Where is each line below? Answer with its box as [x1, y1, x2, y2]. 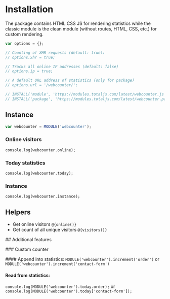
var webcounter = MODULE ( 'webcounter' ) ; [5, 124, 92, 129]
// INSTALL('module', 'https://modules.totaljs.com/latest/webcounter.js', [5, 92, 168, 97]
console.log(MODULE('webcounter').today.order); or [5, 283, 115, 290]
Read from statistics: [5, 272, 50, 278]
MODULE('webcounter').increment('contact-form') [5, 261, 110, 267]
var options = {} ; [5, 41, 44, 46]
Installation [5, 4, 54, 15]
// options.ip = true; [5, 69, 53, 74]
